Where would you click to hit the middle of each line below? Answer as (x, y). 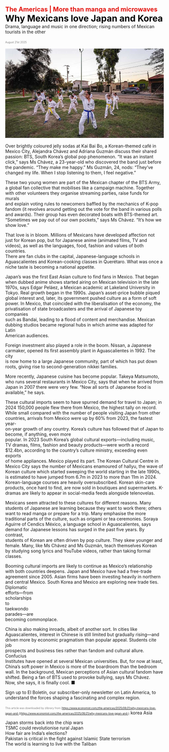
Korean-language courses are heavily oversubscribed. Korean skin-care (80, 482)
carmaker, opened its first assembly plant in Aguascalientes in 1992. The (80, 351)
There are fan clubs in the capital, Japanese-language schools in (72, 256)
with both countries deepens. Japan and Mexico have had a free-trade (78, 571)
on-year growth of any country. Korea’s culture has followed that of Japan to (84, 429)
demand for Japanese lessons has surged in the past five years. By (75, 529)
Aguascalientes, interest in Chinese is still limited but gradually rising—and (82, 634)
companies (17, 314)
